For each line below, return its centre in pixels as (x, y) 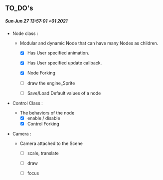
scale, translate (43, 153)
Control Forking (43, 123)
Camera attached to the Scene (51, 143)
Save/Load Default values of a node (64, 93)
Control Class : (28, 103)
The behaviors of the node (47, 112)
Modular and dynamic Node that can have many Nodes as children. (89, 43)
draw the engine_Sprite (51, 83)
